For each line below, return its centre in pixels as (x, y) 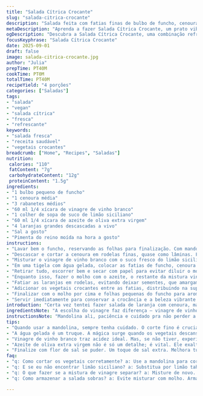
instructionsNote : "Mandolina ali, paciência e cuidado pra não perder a (101, 317)
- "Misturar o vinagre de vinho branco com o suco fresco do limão (93, 260)
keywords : (19, 130)
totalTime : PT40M (28, 79)
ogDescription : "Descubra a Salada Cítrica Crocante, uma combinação (96, 35)
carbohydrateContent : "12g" (44, 176)
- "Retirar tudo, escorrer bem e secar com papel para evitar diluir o (98, 271)
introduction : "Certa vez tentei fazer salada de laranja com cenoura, (98, 305)
